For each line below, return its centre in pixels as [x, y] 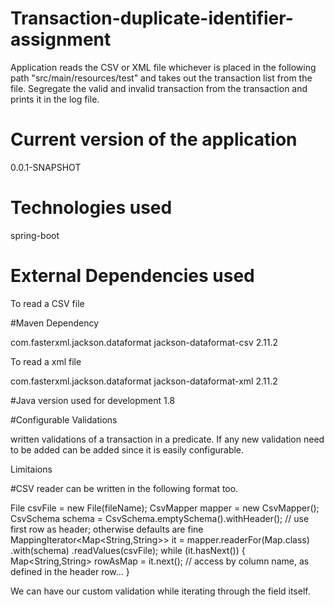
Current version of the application [154, 139]
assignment [61, 39]
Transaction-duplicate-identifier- [152, 18]
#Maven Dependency [55, 323]
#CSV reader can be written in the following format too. [124, 488]
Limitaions [31, 469]
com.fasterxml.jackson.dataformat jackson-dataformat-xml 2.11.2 [144, 381]
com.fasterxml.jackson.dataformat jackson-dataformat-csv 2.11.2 [144, 342]
